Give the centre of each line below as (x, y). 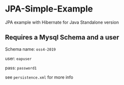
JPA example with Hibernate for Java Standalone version (62, 22)
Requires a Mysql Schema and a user (62, 37)
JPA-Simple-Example (49, 9)
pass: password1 (21, 68)
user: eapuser (18, 58)
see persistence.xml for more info (39, 77)
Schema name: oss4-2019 (30, 49)
